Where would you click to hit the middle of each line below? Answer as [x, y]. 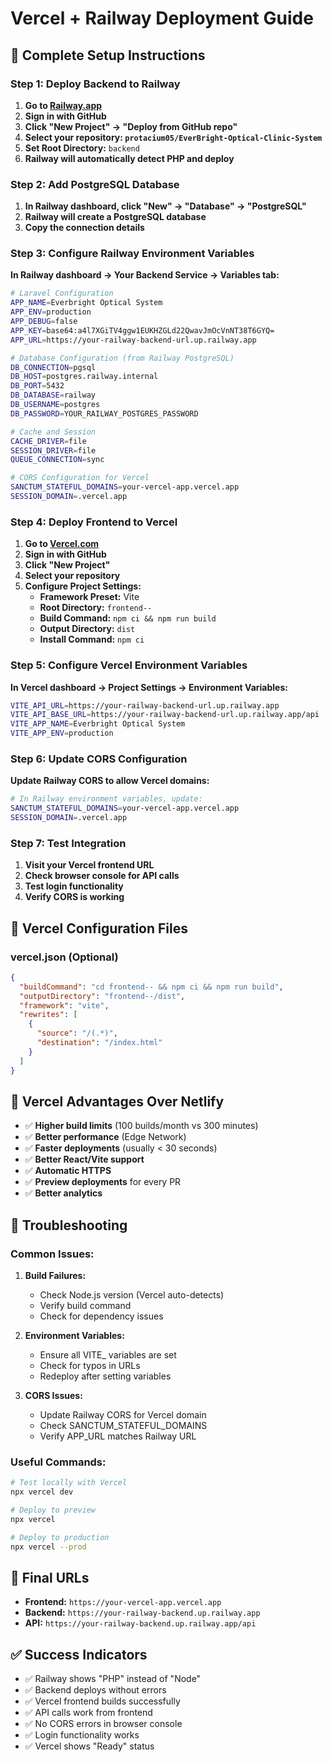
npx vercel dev [42, 1492]
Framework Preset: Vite [89, 597]
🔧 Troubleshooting [69, 1225]
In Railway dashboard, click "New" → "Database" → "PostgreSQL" [165, 206]
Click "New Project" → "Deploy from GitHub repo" [131, 126]
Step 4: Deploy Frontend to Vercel [94, 522]
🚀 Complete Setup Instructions [108, 55]
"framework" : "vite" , [64, 1005]
